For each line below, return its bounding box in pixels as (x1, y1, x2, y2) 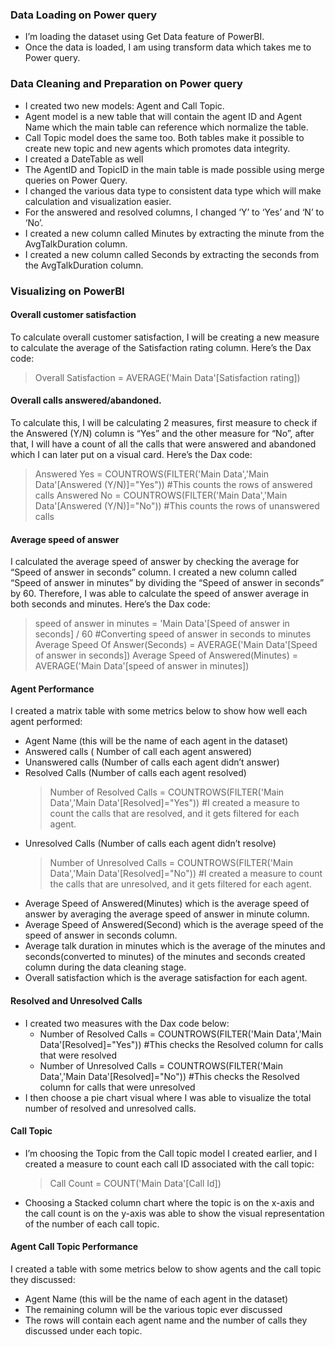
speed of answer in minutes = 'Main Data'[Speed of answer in (34, 618, 290, 630)
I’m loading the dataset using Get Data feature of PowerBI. (24, 31, 265, 43)
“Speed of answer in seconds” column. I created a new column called (10, 566, 298, 578)
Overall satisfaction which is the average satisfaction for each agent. (24, 972, 308, 984)
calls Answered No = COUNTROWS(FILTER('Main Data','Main (34, 489, 288, 501)
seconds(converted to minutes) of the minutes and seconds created (24, 951, 306, 963)
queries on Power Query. (24, 174, 128, 186)
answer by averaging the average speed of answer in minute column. (24, 908, 310, 920)
